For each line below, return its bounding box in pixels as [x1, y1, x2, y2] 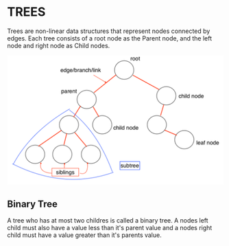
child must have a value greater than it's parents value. [7, 231, 162, 239]
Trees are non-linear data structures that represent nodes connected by [7, 27, 210, 35]
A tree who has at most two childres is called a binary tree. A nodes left [7, 216, 208, 224]
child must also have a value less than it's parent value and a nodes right [7, 223, 213, 232]
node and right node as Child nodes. [7, 41, 110, 49]
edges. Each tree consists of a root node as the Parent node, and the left [7, 34, 213, 42]
